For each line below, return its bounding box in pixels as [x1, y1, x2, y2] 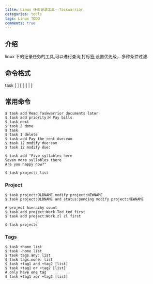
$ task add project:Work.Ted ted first [5, 209, 86, 214]
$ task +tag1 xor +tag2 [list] [5, 274, 68, 279]
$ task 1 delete [5, 132, 38, 137]
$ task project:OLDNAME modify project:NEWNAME [5, 192, 103, 197]
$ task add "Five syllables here [5, 153, 73, 158]
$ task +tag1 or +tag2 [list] [5, 266, 66, 271]
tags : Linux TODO [5, 16, 40, 21]
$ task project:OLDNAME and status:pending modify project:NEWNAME [5, 197, 144, 201]
